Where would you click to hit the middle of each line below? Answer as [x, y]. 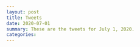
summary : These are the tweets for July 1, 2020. [71, 29]
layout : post [23, 12]
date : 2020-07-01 [28, 23]
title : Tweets [24, 18]
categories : [21, 35]
